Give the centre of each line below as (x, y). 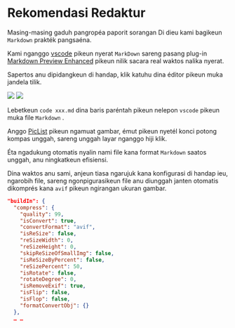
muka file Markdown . (36, 117)
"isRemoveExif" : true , (53, 286)
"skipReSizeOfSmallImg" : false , (67, 253)
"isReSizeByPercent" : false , (62, 260)
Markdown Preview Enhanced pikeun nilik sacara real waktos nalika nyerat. (116, 60)
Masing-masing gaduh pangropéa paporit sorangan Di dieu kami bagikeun (115, 32)
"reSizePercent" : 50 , (51, 266)
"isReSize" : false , (48, 234)
